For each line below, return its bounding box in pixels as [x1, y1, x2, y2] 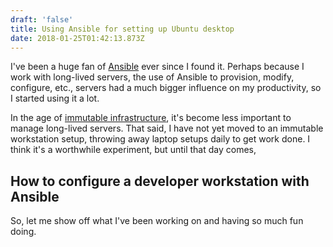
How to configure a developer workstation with [10, 172, 310, 190]
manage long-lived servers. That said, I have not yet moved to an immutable [10, 122, 324, 135]
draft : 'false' [10, 14, 74, 25]
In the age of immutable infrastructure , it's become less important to [10, 112, 292, 124]
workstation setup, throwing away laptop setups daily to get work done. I [10, 133, 311, 145]
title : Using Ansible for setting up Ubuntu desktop [10, 24, 235, 34]
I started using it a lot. [10, 92, 100, 105]
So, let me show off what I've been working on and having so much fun [10, 215, 304, 227]
